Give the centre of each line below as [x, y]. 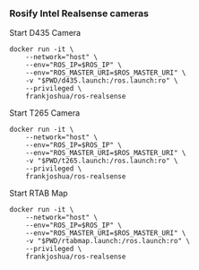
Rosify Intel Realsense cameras [79, 13]
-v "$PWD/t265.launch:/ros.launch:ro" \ [102, 161]
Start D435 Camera [45, 33]
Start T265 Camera [45, 113]
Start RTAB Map [39, 193]
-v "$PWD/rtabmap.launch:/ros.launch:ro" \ [108, 241]
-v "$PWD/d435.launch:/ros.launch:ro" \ [102, 81]
